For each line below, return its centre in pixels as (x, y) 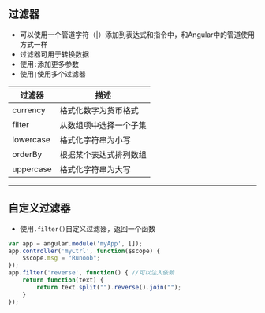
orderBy (27, 154)
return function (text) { (63, 280)
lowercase (32, 139)
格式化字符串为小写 (95, 140)
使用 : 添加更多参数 (49, 64)
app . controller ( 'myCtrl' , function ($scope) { (84, 251)
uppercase (32, 169)
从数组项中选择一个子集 (103, 125)
